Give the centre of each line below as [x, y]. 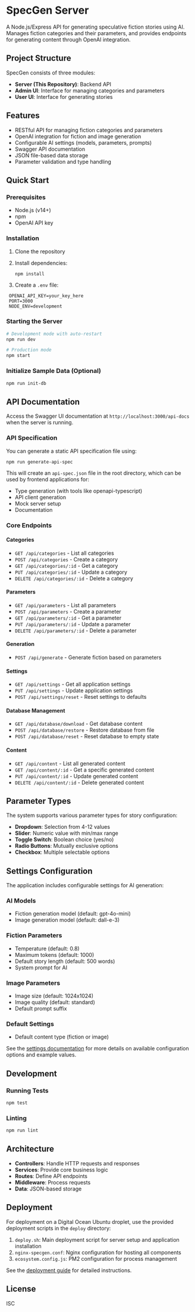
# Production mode [29, 350]
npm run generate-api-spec [40, 462]
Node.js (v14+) [33, 210]
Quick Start [28, 180]
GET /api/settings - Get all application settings [73, 684]
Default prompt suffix [41, 1009]
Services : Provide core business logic [61, 1170]
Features [23, 116]
